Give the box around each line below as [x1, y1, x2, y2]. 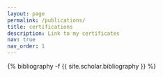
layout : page [7, 10, 45, 17]
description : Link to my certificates [7, 29, 120, 37]
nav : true [7, 36, 36, 43]
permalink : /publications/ [7, 17, 86, 24]
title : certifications [7, 23, 73, 30]
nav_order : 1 [7, 43, 45, 50]
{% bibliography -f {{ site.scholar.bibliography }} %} [7, 62, 157, 70]
